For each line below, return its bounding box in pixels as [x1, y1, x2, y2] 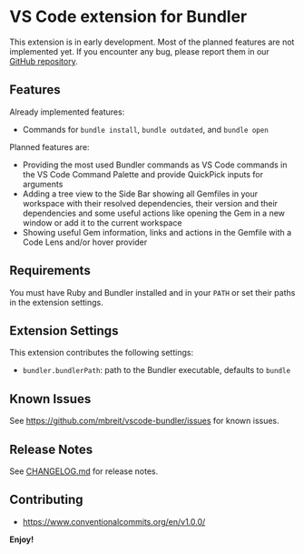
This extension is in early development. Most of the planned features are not [9, 36, 295, 47]
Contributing [9, 492, 83, 508]
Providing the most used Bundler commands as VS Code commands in [22, 159, 288, 170]
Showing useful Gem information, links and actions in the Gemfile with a [22, 227, 292, 237]
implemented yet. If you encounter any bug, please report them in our [9, 45, 270, 56]
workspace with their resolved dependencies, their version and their [22, 197, 279, 208]
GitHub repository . [9, 55, 79, 66]
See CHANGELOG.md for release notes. [9, 466, 159, 477]
